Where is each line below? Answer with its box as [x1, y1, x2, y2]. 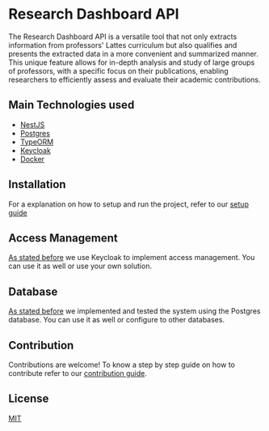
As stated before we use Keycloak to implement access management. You [8, 253, 255, 262]
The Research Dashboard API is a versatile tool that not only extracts [8, 32, 237, 41]
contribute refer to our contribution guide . [8, 369, 147, 378]
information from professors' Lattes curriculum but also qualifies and [8, 40, 237, 49]
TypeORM [19, 137, 54, 147]
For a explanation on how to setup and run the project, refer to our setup [8, 199, 249, 209]
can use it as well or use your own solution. [8, 261, 152, 271]
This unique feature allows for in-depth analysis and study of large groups [8, 58, 255, 67]
